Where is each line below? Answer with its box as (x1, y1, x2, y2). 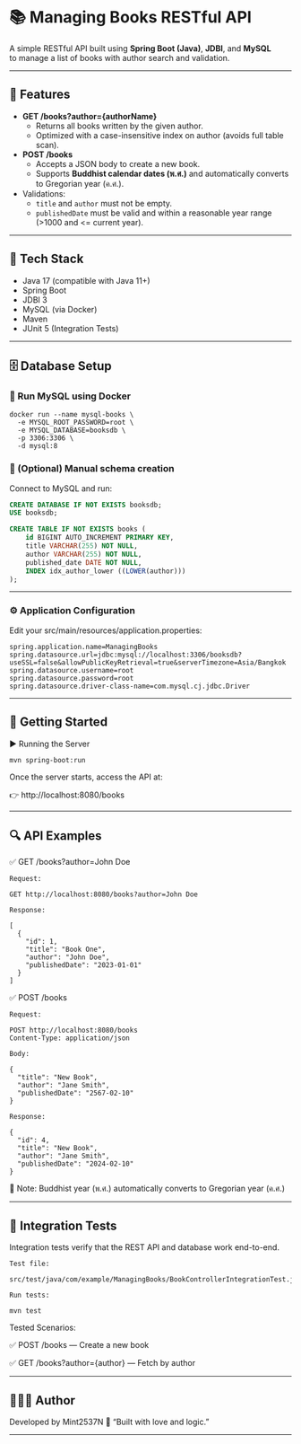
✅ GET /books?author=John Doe (9, 857, 131, 867)
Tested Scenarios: (9, 1322, 76, 1334)
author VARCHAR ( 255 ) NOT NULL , (25, 550, 142, 559)
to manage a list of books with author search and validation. (9, 52, 230, 63)
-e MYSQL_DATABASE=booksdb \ (17, 426, 126, 436)
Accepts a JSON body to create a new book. (35, 158, 201, 169)
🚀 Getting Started (9, 715, 108, 730)
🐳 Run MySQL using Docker (9, 390, 132, 402)
